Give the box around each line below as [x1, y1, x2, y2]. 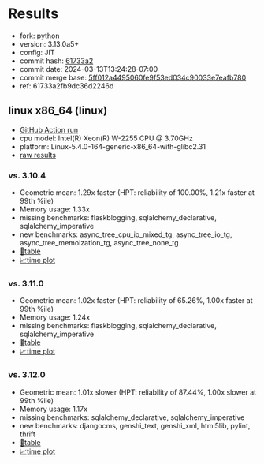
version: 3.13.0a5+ [19, 39, 80, 48]
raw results [19, 150, 57, 159]
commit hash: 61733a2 [19, 56, 94, 65]
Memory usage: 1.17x [19, 404, 88, 413]
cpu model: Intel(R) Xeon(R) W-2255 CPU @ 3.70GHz [19, 133, 193, 143]
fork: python [19, 31, 61, 40]
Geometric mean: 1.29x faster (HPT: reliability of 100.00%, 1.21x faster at [19, 188, 255, 197]
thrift [19, 429, 35, 439]
